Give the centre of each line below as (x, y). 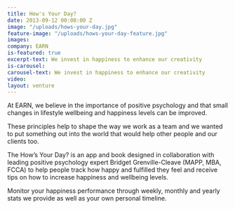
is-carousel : (26, 66)
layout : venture (31, 86)
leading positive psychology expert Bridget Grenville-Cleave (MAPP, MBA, (114, 163)
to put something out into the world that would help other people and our (112, 134)
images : (19, 40)
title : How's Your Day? (42, 14)
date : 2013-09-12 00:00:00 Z (50, 20)
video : (17, 79)
